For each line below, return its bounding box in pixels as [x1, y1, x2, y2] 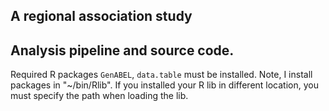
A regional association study [10, 8, 193, 25]
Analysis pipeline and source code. [10, 42, 235, 59]
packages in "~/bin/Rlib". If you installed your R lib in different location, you [10, 79, 319, 91]
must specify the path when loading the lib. [10, 90, 189, 102]
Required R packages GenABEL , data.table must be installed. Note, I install [10, 69, 313, 81]
